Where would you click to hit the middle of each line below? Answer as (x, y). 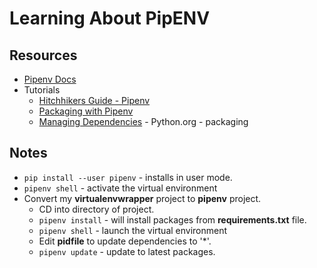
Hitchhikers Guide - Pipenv (94, 100)
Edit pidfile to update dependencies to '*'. (125, 241)
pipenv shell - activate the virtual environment (120, 188)
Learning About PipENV (110, 18)
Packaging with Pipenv (86, 111)
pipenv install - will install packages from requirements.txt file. (172, 219)
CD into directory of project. (96, 209)
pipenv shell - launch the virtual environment (133, 230)
